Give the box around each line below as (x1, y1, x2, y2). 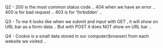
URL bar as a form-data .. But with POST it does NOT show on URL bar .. (5, 24, 152, 30)
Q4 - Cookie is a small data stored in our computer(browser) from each (5, 33, 149, 39)
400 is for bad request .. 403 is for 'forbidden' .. (5, 9, 102, 15)
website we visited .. (5, 38, 47, 44)
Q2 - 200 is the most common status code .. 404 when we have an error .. (5, 4, 156, 10)
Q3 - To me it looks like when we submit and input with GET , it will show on (5, 19, 158, 24)
